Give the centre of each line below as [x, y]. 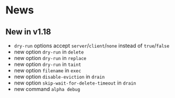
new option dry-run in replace [50, 58]
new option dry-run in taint [47, 64]
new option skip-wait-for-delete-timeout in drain [75, 83]
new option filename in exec [47, 70]
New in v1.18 [28, 32]
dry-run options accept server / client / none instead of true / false [92, 45]
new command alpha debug [47, 89]
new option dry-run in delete [49, 52]
